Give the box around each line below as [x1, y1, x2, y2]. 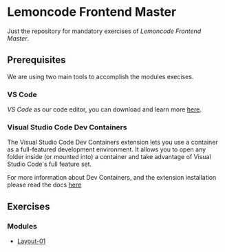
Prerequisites [7, 54, 66, 66]
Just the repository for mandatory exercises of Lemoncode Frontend [7, 27, 202, 35]
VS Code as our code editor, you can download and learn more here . [7, 105, 202, 114]
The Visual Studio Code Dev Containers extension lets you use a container [7, 138, 218, 147]
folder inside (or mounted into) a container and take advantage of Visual [7, 153, 211, 161]
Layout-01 [17, 237, 46, 245]
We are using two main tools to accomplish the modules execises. [7, 72, 194, 81]
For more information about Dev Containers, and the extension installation [7, 174, 217, 182]
